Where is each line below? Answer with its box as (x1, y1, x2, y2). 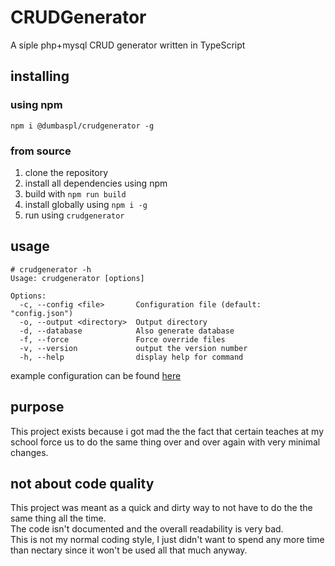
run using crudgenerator (24, 209, 125, 221)
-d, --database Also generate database (19, 326, 235, 336)
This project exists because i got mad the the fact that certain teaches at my (10, 425, 325, 437)
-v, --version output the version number (19, 343, 248, 353)
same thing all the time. (10, 512, 107, 525)
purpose (10, 399, 65, 416)
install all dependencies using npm (24, 177, 168, 189)
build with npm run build (24, 187, 127, 200)
